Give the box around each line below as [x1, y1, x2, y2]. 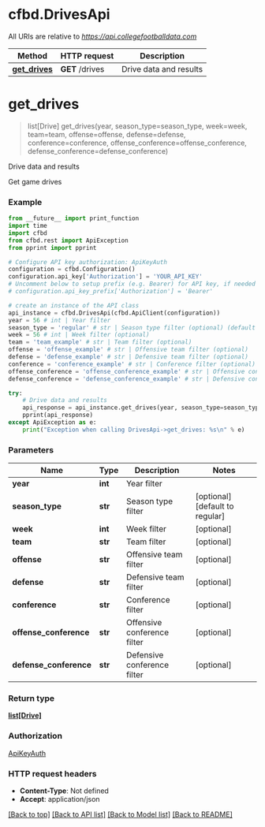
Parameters [8, 444, 54, 455]
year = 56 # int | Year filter [8, 316, 111, 324]
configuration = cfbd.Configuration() [8, 266, 136, 274]
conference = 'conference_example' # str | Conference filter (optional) [8, 360, 256, 368]
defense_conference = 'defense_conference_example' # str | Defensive [8, 374, 245, 383]
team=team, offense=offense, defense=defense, [27, 129, 186, 139]
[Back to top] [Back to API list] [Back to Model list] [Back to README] [8, 810, 233, 819]
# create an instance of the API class [8, 301, 140, 309]
